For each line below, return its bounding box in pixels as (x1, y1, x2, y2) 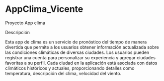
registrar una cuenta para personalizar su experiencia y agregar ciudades (5, 54, 156, 60)
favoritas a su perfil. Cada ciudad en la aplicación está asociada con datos (5, 60, 158, 66)
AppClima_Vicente (5, 3, 83, 15)
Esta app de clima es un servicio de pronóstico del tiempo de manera (5, 39, 147, 45)
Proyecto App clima (5, 20, 46, 26)
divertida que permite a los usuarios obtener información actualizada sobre (5, 44, 159, 50)
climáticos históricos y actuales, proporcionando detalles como (5, 65, 135, 71)
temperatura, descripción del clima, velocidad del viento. (5, 70, 122, 76)
